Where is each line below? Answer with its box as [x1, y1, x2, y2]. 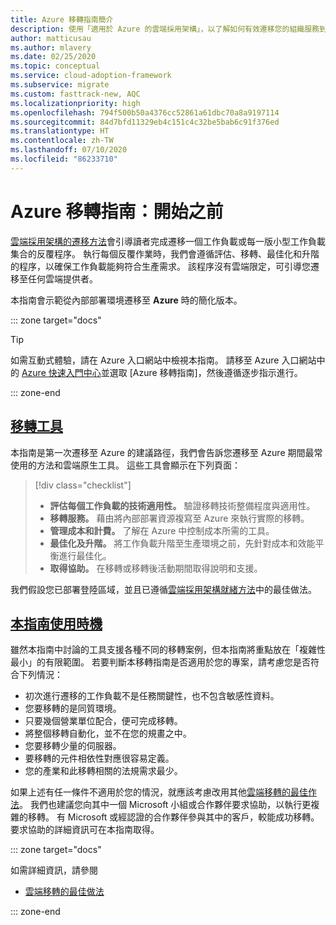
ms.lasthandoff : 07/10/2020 [10, 145, 128, 155]
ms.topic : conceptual [10, 61, 101, 71]
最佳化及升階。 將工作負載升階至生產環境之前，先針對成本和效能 [49, 537, 316, 549]
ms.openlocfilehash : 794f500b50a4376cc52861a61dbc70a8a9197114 [10, 107, 280, 118]
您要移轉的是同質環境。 [24, 702, 122, 715]
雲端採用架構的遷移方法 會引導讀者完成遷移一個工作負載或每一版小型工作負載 [10, 235, 326, 247]
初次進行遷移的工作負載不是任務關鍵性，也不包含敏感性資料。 [24, 690, 280, 702]
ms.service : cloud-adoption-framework [10, 71, 172, 81]
